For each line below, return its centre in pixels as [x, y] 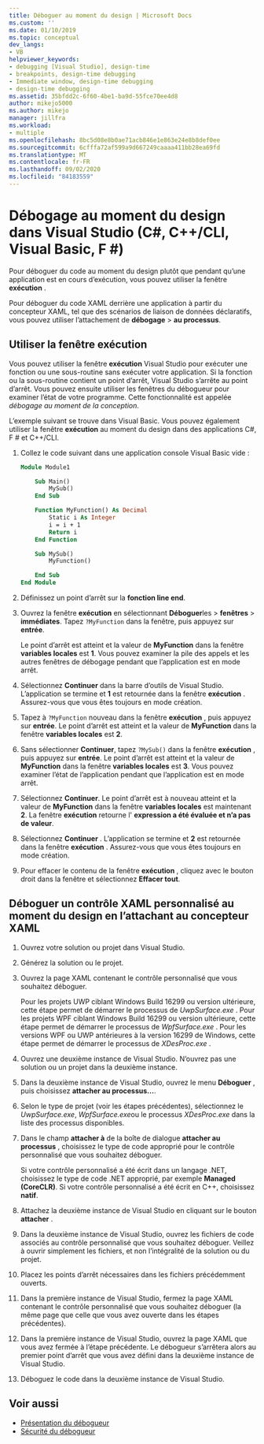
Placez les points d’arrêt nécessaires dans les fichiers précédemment [133, 1275]
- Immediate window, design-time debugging [81, 81]
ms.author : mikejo [39, 111]
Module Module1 [45, 467]
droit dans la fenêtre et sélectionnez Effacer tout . [100, 879]
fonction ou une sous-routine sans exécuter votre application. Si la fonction [131, 372]
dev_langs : [27, 45]
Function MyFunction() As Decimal [91, 510]
